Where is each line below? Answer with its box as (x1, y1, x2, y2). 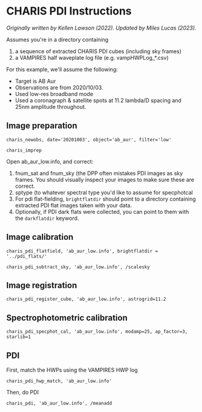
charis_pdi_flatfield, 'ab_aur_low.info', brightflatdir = (6, 248, 158, 254)
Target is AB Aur (15, 77, 56, 85)
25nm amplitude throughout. (15, 103, 86, 110)
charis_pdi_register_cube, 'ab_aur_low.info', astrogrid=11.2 (6, 296, 166, 303)
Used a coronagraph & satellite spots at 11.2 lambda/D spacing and (15, 97, 181, 104)
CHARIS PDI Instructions (6, 4, 132, 18)
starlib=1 (6, 334, 31, 340)
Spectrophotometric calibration (6, 312, 128, 323)
